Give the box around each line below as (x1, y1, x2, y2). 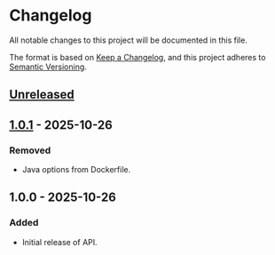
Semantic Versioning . (9, 61, 87, 72)
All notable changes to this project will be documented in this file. (9, 35, 248, 45)
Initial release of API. (21, 236, 98, 247)
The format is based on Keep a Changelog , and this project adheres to (9, 52, 266, 62)
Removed (9, 144, 51, 156)
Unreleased (9, 87, 75, 102)
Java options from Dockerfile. (21, 164, 131, 175)
